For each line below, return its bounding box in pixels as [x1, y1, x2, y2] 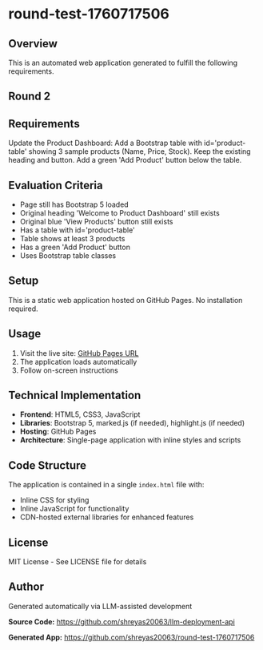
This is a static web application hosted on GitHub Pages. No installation [8, 295, 243, 305]
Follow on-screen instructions [19, 365, 118, 375]
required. [8, 304, 38, 313]
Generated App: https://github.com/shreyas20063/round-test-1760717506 [8, 632, 255, 642]
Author [8, 580, 44, 594]
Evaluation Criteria [8, 178, 103, 192]
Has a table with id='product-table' [19, 225, 136, 235]
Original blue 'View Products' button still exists [19, 217, 173, 227]
